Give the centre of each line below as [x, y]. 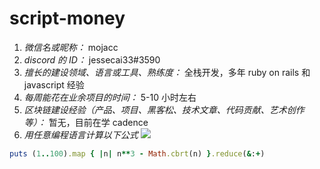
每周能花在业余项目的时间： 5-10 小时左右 [110, 97]
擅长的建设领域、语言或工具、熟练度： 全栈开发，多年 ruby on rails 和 [167, 72]
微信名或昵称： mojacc [71, 47]
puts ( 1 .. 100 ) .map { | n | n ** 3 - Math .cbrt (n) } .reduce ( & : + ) [137, 153]
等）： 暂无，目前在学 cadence [86, 122]
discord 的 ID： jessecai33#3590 [92, 59]
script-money [67, 18]
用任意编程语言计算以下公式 [81, 134]
